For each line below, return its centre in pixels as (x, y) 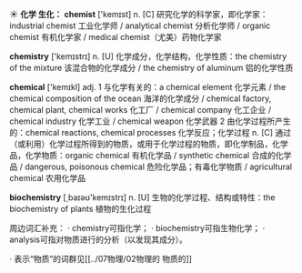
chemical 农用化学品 (48, 178)
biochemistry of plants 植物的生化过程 (81, 209)
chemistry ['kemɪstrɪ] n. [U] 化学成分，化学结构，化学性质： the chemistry (148, 56)
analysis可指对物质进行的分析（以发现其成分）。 (99, 239)
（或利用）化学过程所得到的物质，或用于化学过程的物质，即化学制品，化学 (149, 144)
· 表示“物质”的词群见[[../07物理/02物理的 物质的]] (101, 259)
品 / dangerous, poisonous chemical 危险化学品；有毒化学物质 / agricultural (151, 167)
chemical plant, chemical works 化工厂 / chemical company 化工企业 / (140, 110)
